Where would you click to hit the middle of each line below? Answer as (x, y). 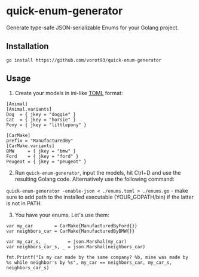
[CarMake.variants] (30, 146)
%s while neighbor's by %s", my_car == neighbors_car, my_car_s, (89, 262)
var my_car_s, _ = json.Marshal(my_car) (67, 241)
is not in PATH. (24, 203)
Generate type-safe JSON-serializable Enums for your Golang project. (93, 28)
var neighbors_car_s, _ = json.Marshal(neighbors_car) (76, 246)
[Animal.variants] (29, 109)
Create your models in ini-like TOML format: (69, 93)
